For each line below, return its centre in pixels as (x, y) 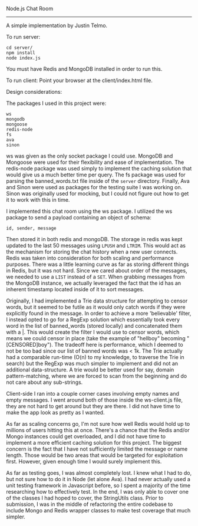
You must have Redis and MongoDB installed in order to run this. (84, 69)
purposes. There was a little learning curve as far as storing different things (98, 264)
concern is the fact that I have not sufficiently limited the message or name (97, 449)
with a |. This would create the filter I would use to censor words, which (93, 332)
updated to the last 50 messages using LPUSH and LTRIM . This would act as (96, 245)
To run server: (23, 37)
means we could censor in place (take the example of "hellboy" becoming (96, 338)
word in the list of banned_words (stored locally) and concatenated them (94, 326)
